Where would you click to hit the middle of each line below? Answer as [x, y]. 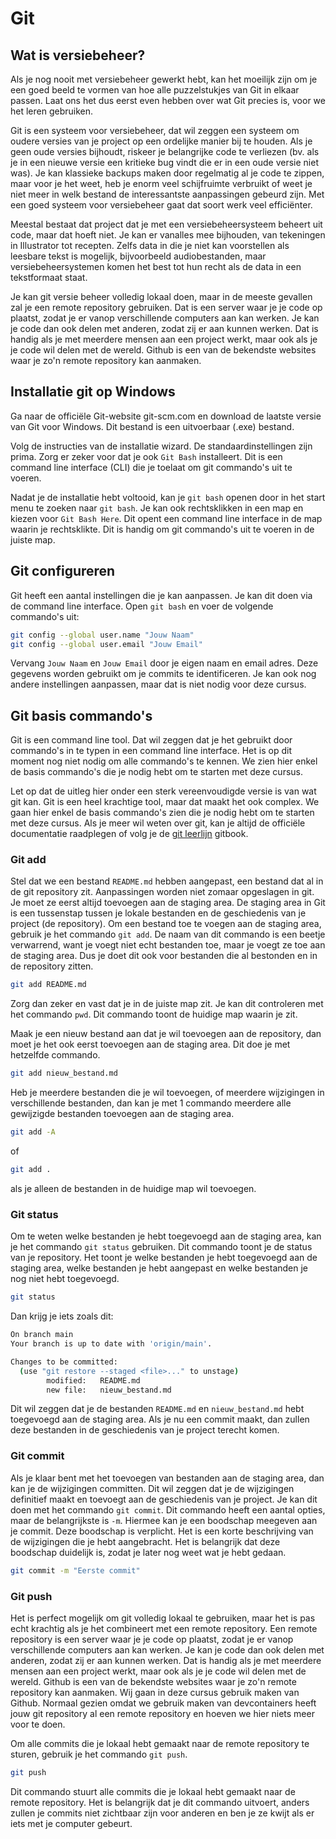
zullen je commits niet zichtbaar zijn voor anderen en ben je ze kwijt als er [162, 1813]
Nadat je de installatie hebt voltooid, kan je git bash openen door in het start [168, 497]
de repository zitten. [52, 966]
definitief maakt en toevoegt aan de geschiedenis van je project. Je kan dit [164, 1499]
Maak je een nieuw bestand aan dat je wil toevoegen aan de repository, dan [166, 1034]
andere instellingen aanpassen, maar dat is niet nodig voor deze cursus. [158, 684]
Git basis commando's [81, 715]
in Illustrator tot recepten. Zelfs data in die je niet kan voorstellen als [150, 245]
